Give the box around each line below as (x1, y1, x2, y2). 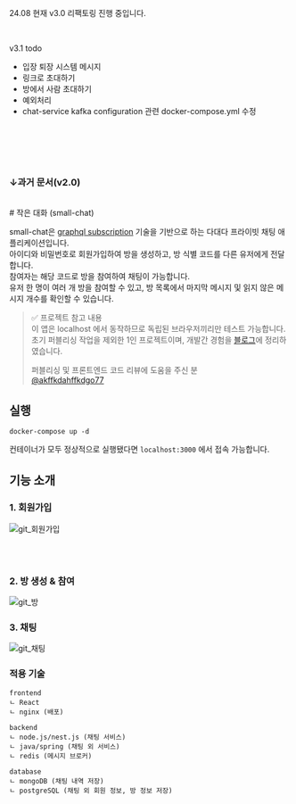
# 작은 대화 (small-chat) (9, 208, 95, 219)
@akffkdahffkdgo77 (30, 375, 104, 385)
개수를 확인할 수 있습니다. (25, 294, 114, 304)
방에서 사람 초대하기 (21, 84, 92, 94)
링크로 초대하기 (21, 72, 76, 83)
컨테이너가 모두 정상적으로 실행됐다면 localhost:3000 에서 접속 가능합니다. (9, 444, 270, 455)
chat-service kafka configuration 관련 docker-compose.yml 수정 (21, 106, 257, 116)
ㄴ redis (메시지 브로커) (9, 751, 93, 760)
